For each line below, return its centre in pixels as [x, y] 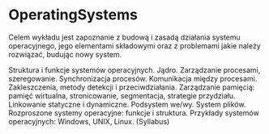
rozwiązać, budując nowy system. [65, 54]
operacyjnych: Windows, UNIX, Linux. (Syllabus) [89, 121]
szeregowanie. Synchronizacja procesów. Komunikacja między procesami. [133, 78]
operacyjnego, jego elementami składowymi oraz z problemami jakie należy [134, 45]
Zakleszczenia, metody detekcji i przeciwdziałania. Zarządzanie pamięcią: [132, 87]
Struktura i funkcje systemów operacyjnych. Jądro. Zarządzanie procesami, [134, 69]
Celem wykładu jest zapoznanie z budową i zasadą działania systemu [124, 37]
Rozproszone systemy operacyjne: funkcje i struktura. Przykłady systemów [134, 113]
